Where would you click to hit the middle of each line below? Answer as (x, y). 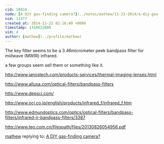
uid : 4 (12, 32)
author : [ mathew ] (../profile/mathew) (43, 37)
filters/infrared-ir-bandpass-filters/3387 (45, 117)
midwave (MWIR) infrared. (31, 55)
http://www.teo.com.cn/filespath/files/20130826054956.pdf (65, 126)
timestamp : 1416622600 (28, 28)
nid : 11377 (16, 18)
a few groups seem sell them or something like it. (54, 65)
